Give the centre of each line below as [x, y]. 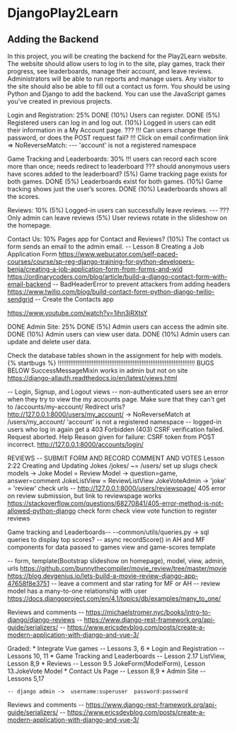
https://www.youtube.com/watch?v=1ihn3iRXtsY [77, 313]
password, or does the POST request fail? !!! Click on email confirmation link [118, 137]
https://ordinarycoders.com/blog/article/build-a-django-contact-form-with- [117, 277]
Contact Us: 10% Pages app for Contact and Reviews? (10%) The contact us [118, 239]
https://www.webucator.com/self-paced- [118, 254]
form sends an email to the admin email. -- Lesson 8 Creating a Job [106, 246]
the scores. [24, 197]
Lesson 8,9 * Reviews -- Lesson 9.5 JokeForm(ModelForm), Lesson [106, 663]
